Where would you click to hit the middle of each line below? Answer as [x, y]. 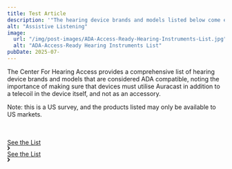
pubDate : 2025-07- [33, 52]
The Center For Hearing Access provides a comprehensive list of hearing [111, 71]
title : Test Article [37, 13]
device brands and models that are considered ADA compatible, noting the [113, 79]
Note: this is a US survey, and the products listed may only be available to [112, 107]
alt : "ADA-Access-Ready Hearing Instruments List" [88, 46]
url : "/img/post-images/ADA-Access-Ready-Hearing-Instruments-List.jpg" [120, 39]
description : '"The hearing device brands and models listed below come [114, 20]
